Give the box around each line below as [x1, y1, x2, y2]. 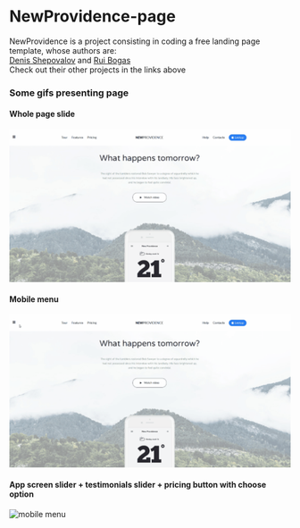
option [9, 489, 34, 499]
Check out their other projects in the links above [9, 64, 186, 75]
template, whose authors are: [9, 45, 117, 55]
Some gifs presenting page [9, 87, 129, 99]
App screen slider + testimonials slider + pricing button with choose [9, 480, 267, 490]
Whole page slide [9, 109, 76, 120]
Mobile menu [9, 294, 60, 305]
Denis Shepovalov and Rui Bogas [9, 54, 131, 65]
